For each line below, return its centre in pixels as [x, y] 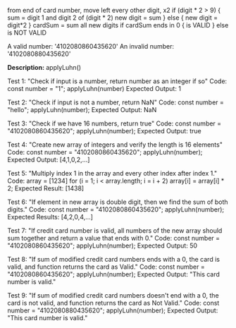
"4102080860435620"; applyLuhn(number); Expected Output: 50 [103, 245]
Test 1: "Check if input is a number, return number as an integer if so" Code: [117, 81]
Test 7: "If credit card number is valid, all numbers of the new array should [115, 231]
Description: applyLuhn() [44, 67]
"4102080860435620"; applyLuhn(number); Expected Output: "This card [114, 274]
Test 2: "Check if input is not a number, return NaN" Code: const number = [116, 102]
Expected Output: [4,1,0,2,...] [49, 159]
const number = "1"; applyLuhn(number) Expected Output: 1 [94, 89]
